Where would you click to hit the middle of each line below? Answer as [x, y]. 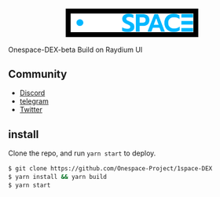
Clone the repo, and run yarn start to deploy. [82, 153]
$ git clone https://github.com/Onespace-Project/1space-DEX [110, 169]
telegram [34, 101]
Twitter [31, 110]
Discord [32, 93]
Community [38, 74]
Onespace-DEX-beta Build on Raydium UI [75, 49]
